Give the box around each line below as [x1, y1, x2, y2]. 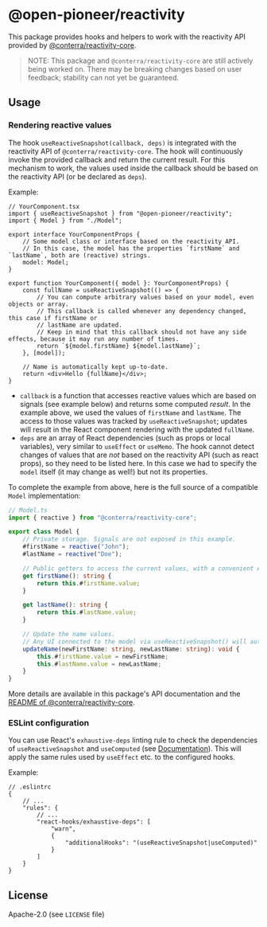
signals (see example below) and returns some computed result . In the [19, 399, 251, 409]
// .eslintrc [8, 783, 52, 792]
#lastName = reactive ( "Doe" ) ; [22, 550, 123, 558]
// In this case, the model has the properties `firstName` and [22, 244, 240, 252]
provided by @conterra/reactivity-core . [8, 40, 137, 49]
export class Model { [8, 528, 80, 536]
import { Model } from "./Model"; [8, 217, 123, 225]
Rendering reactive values [8, 119, 112, 131]
